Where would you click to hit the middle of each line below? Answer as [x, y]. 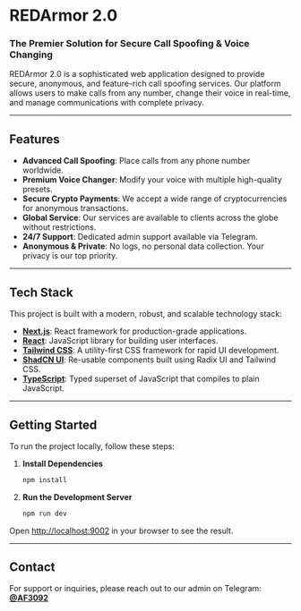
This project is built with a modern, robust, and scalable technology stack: [146, 314]
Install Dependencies [62, 463]
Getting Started [53, 424]
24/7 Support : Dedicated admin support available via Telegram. [140, 237]
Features [34, 139]
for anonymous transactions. [75, 208]
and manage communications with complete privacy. [107, 103]
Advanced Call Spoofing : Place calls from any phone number [136, 161]
